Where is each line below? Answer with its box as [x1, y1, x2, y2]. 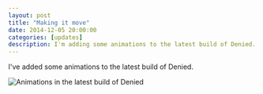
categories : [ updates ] [8, 33, 83, 42]
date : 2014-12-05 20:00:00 [8, 26, 97, 34]
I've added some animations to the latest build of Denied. [8, 62, 193, 71]
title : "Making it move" [8, 19, 90, 27]
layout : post [8, 11, 51, 20]
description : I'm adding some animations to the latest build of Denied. [8, 41, 257, 49]
